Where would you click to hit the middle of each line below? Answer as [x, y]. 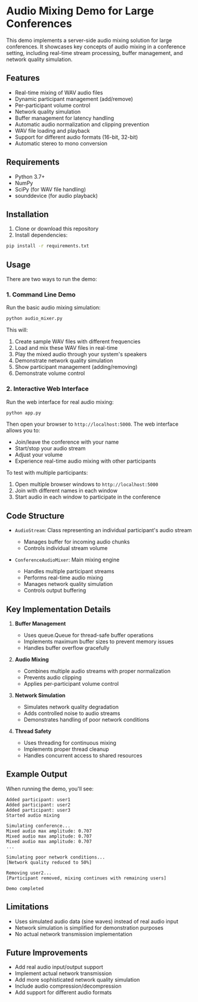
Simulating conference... [38, 826]
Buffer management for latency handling [64, 118]
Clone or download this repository [57, 229]
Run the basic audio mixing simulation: [53, 308]
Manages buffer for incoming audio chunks [77, 542]
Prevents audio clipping [52, 677]
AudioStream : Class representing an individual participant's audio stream [103, 530]
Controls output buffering [55, 591]
